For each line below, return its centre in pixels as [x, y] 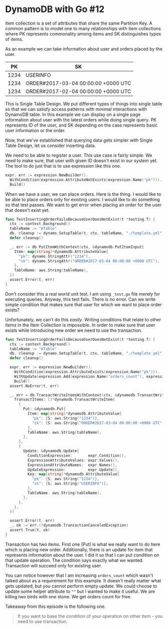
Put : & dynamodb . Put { [44, 409]
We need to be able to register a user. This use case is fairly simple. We [79, 155]
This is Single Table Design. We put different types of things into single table [84, 103]
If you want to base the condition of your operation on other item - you [90, 616]
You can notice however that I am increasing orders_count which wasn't [79, 575]
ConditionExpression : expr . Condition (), [77, 455]
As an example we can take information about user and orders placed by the [84, 49]
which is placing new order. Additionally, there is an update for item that [79, 549]
